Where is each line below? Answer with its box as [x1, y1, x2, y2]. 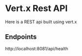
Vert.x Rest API [5, 3, 68, 14]
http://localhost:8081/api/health [5, 45, 68, 51]
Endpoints [5, 33, 37, 41]
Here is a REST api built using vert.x [5, 19, 77, 25]
